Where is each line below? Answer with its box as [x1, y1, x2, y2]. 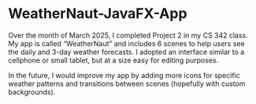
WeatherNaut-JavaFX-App [8, 5, 187, 23]
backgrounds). [8, 87, 56, 96]
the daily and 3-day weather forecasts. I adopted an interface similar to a [8, 47, 245, 56]
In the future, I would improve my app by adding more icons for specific [8, 70, 240, 80]
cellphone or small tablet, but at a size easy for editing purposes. [8, 56, 219, 65]
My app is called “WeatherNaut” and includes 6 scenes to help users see [8, 38, 246, 48]
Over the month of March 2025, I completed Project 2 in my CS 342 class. [8, 30, 248, 40]
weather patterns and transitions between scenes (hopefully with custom [8, 79, 246, 88]
